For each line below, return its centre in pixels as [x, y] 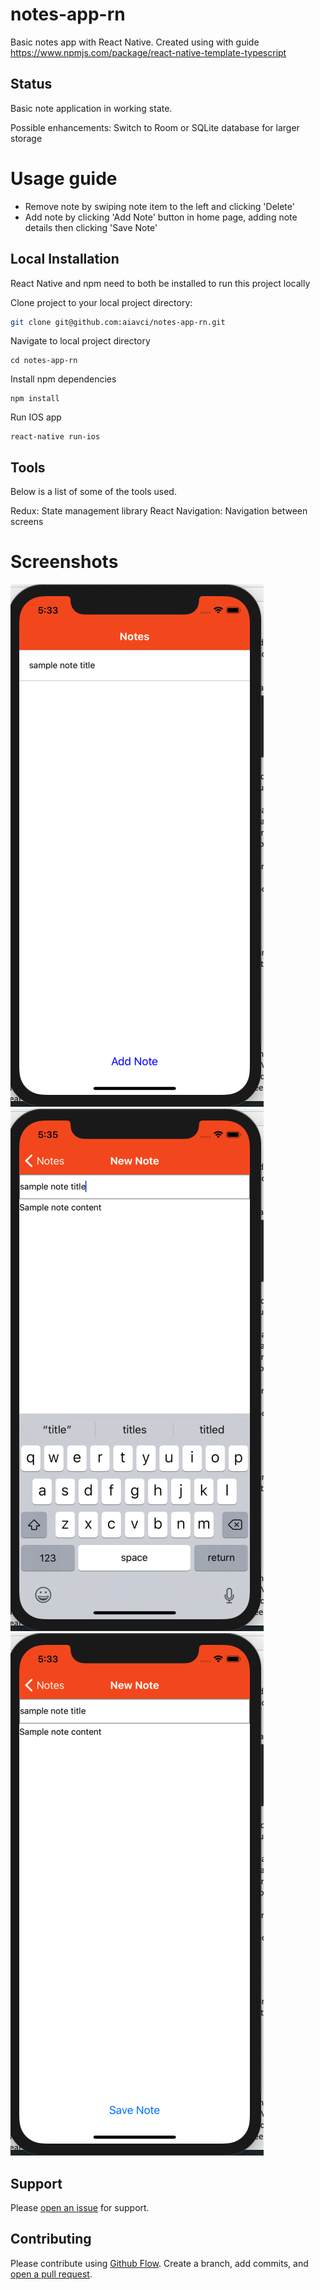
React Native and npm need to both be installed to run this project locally [160, 283]
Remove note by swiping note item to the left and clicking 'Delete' [159, 206]
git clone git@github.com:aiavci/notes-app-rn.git [118, 322]
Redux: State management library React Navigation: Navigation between [159, 511]
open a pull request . [51, 2274]
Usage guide [64, 178]
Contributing [51, 2239]
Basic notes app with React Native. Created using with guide [135, 42]
